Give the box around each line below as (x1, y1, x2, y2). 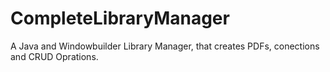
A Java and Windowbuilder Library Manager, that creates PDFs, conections (10, 40, 320, 52)
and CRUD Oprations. (10, 50, 99, 62)
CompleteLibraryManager (10, 7, 230, 30)
